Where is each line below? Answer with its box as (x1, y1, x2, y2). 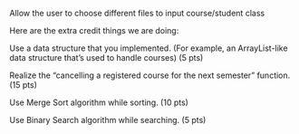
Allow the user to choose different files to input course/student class (9, 8, 265, 18)
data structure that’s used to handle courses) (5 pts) (9, 53, 204, 62)
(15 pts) (9, 80, 38, 90)
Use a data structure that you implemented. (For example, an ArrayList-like (9, 43, 288, 53)
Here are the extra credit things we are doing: (9, 25, 179, 35)
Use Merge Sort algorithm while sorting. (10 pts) (9, 97, 188, 108)
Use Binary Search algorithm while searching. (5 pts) (9, 115, 207, 125)
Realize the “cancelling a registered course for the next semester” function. (9, 70, 291, 81)
